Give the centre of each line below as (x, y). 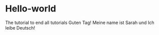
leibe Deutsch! (20, 27)
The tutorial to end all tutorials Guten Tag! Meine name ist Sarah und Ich (80, 22)
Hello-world (31, 9)
